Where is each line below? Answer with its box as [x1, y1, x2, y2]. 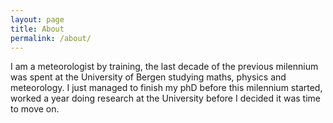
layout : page [10, 14, 65, 25]
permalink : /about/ [10, 33, 92, 43]
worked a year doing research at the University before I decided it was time [10, 92, 321, 105]
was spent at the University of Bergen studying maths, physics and [10, 71, 287, 83]
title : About [10, 24, 65, 34]
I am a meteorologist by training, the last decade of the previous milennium [10, 61, 319, 73]
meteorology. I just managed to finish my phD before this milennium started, [10, 82, 323, 94]
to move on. [10, 103, 60, 115]
